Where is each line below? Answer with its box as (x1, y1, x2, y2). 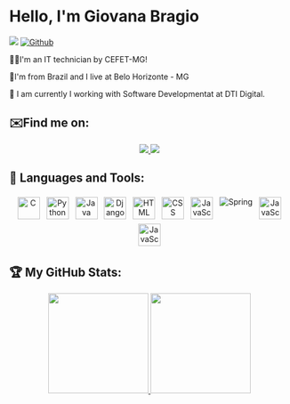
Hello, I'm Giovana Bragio (9, 6, 200, 27)
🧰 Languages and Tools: (9, 171, 145, 186)
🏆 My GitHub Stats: (9, 264, 122, 279)
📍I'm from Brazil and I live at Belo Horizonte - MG (9, 71, 189, 82)
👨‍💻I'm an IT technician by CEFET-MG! (9, 53, 149, 64)
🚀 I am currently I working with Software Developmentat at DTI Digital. (9, 88, 265, 99)
